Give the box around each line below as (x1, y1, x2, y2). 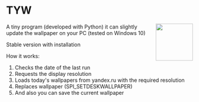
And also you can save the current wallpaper (14, 89, 124, 96)
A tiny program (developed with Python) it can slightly (6, 23, 137, 30)
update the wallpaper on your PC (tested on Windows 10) (6, 29, 146, 36)
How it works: (6, 52, 40, 59)
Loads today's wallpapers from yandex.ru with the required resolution (14, 76, 185, 84)
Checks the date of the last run (14, 63, 91, 71)
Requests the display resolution (14, 70, 92, 77)
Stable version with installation (6, 41, 81, 48)
